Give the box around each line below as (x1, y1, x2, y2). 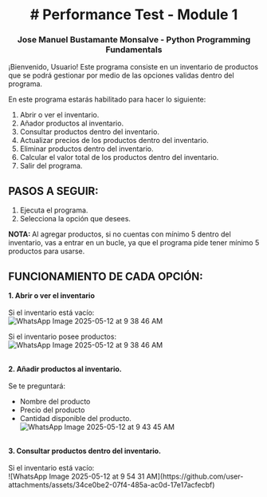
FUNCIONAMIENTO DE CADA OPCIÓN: (8, 269, 203, 283)
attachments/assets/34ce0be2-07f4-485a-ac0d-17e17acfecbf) (8, 480, 215, 490)
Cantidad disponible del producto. (19, 414, 132, 423)
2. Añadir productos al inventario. (8, 364, 122, 374)
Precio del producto (19, 405, 85, 415)
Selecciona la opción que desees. (19, 214, 132, 224)
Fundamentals (105, 44, 163, 55)
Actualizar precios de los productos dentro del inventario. (19, 136, 209, 145)
